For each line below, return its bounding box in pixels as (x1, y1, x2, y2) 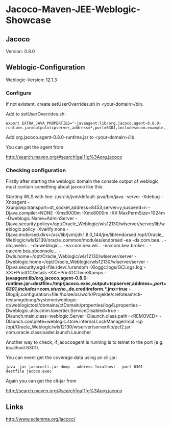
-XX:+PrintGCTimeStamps (48, 270, 104, 276)
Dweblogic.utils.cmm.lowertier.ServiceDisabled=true (6, 307, 116, 314)
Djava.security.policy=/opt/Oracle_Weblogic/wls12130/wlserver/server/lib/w (6, 221, 165, 227)
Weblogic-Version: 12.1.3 (6, 77, 58, 83)
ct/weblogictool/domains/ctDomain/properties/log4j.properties (6, 302, 138, 309)
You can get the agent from (6, 144, 63, 150)
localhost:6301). (6, 345, 40, 351)
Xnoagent (6, 199, 27, 205)
